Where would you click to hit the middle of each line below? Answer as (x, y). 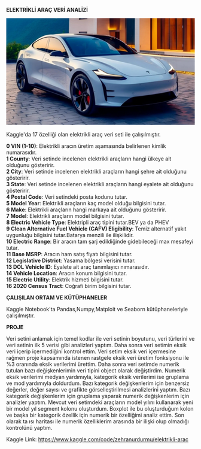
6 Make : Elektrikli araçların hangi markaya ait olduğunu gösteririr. (86, 210)
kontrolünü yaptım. (29, 428)
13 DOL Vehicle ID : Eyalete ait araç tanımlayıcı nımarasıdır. (78, 267)
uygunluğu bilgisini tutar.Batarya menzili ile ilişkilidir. (70, 235)
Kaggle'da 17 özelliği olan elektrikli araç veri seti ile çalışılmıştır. (83, 135)
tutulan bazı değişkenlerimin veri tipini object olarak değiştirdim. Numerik (96, 371)
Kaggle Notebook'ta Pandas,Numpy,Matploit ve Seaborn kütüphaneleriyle (97, 310)
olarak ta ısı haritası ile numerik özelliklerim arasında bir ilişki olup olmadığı (98, 421)
